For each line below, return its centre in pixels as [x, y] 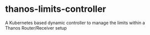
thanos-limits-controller [56, 9]
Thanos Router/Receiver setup [36, 28]
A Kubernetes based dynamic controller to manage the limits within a [75, 23]
